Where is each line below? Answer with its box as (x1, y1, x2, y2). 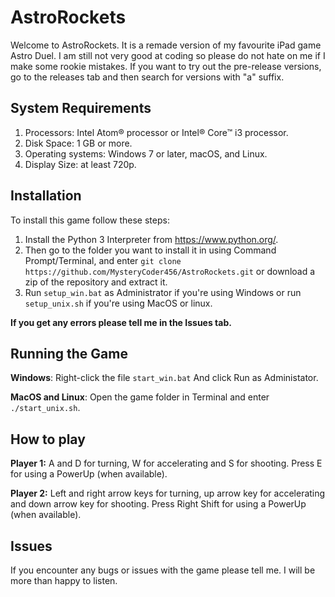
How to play (10, 431, 86, 448)
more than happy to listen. (10, 575, 118, 586)
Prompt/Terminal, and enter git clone (24, 254, 182, 266)
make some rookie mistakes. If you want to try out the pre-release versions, (10, 60, 322, 72)
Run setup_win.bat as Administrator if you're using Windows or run (24, 286, 302, 298)
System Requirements (10, 100, 152, 117)
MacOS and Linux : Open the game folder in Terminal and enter (10, 391, 270, 403)
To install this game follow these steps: (10, 214, 170, 226)
